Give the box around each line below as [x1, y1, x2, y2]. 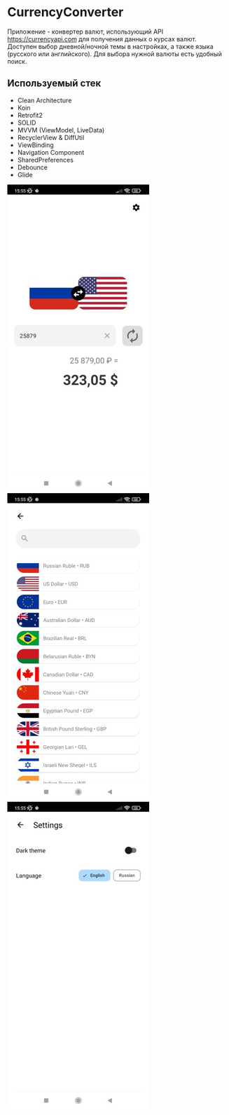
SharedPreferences [17, 155, 74, 164]
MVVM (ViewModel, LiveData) [17, 125, 105, 134]
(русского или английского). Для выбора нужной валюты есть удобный [7, 50, 222, 58]
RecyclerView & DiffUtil [17, 133, 85, 141]
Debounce [17, 162, 48, 172]
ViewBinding [17, 141, 54, 149]
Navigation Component [17, 148, 85, 156]
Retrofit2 [17, 111, 43, 119]
